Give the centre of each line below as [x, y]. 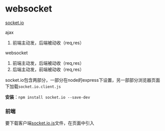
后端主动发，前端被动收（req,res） [48, 69]
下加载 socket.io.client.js [33, 86]
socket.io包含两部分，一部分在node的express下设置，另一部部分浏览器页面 [83, 80]
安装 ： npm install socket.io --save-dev [48, 97]
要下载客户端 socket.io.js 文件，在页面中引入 [50, 123]
